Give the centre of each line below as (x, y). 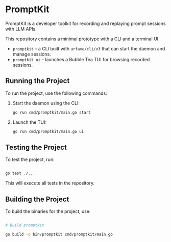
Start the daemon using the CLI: (46, 103)
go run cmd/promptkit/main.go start (52, 112)
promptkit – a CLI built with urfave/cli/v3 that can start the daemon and (89, 48)
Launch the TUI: (30, 122)
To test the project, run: (30, 159)
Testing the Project (36, 147)
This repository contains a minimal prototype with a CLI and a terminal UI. (82, 39)
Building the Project (37, 199)
